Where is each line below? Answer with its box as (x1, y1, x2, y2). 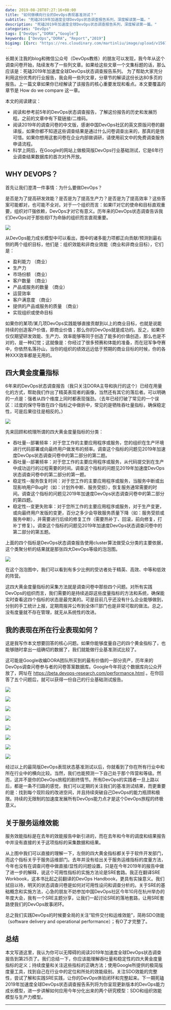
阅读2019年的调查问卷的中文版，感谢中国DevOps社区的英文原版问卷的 (12, 121, 160, 128)
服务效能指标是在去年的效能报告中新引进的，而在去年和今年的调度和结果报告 (5, 833, 166, 839)
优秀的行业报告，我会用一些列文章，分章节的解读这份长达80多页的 (22, 74, 163, 81)
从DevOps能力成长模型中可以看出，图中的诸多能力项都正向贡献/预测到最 (5, 235, 158, 241)
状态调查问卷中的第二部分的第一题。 (12, 471, 89, 477)
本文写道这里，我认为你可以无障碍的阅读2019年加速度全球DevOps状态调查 (5, 949, 162, 955)
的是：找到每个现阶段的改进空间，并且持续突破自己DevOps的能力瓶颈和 (5, 789, 156, 796)
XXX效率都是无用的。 (9, 352, 55, 358)
